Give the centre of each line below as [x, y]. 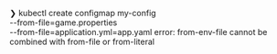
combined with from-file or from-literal [82, 41]
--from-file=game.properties [64, 22]
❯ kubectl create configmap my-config [83, 13]
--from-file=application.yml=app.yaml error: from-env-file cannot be [138, 32]
